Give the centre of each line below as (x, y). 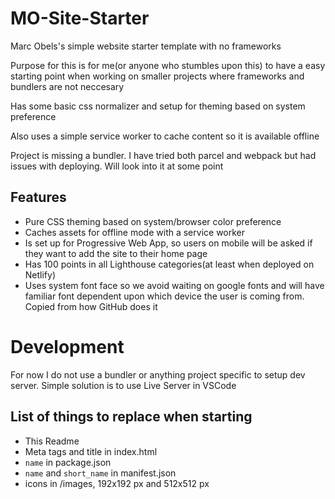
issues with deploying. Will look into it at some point (117, 166)
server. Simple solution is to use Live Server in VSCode (123, 385)
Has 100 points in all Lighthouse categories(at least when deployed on (169, 264)
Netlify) (40, 274)
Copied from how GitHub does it (91, 306)
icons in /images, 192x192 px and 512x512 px (117, 483)
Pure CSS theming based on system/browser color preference (153, 221)
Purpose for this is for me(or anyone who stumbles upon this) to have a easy (168, 65)
